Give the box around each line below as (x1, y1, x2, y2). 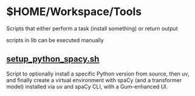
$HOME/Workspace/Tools (6, 5, 142, 19)
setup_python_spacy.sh (6, 54, 100, 65)
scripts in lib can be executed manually (6, 36, 104, 43)
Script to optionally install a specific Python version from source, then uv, (6, 70, 190, 77)
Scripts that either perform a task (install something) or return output (6, 25, 178, 32)
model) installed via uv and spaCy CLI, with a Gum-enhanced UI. (6, 83, 168, 90)
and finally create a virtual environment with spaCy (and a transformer (6, 76, 182, 83)
